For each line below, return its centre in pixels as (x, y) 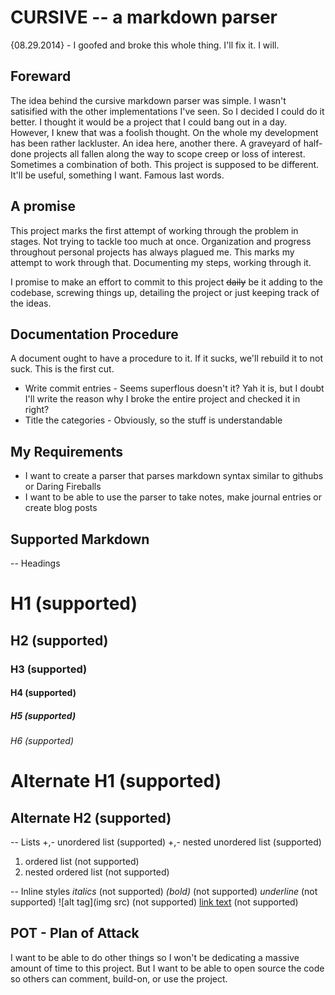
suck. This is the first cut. (62, 369)
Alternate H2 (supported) (91, 817)
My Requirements (67, 451)
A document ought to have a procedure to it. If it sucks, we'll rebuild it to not (167, 358)
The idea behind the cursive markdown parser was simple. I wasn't (148, 100)
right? (37, 410)
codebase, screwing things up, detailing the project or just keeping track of (165, 292)
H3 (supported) (49, 669)
